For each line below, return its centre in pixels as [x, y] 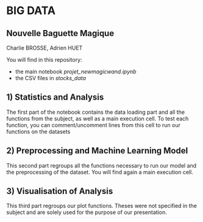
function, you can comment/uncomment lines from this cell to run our [94, 125]
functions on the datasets [38, 131]
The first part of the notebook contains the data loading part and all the [95, 112]
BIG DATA [31, 11]
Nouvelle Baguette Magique [60, 33]
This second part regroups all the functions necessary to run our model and [101, 165]
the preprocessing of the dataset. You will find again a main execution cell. [100, 172]
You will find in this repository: [44, 60]
